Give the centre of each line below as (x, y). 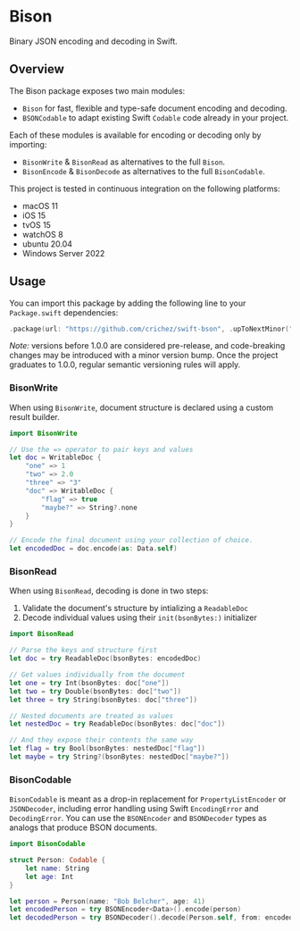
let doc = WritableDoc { (55, 457)
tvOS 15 (37, 224)
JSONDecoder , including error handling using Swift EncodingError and (134, 809)
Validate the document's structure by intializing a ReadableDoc (135, 608)
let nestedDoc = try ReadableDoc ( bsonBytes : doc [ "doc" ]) (117, 724)
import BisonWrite (43, 433)
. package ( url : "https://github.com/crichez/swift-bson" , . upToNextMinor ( (150, 329)
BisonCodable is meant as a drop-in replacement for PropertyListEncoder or (148, 799)
